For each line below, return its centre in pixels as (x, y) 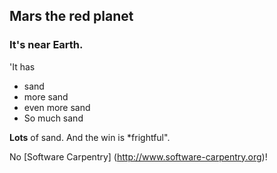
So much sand (53, 118)
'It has (22, 66)
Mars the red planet (71, 16)
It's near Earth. (46, 45)
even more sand (57, 107)
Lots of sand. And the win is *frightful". (90, 137)
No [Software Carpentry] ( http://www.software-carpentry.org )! (138, 156)
